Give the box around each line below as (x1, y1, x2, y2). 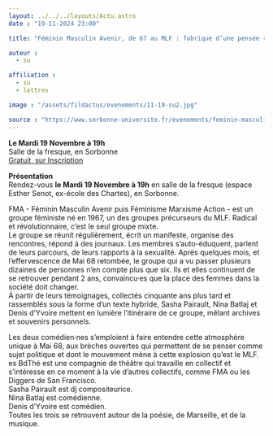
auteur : (8, 49, 38, 57)
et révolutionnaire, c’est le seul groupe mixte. (8, 221, 158, 231)
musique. (8, 418, 40, 428)
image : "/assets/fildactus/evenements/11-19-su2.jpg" (8, 101, 198, 109)
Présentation (8, 171, 54, 181)
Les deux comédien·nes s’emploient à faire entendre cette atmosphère (8, 332, 245, 342)
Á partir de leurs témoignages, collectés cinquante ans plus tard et (8, 290, 232, 300)
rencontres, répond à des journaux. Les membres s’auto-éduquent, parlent (8, 238, 258, 248)
